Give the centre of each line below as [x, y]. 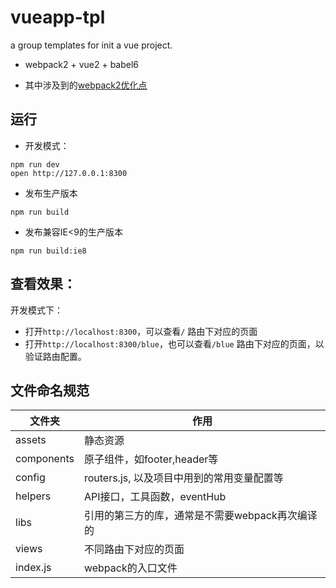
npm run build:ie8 [48, 251]
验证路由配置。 [55, 356]
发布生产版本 [51, 193]
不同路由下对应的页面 [134, 549]
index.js [33, 568]
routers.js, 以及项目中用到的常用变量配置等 [183, 478]
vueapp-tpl [58, 17]
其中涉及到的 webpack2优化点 [86, 85]
